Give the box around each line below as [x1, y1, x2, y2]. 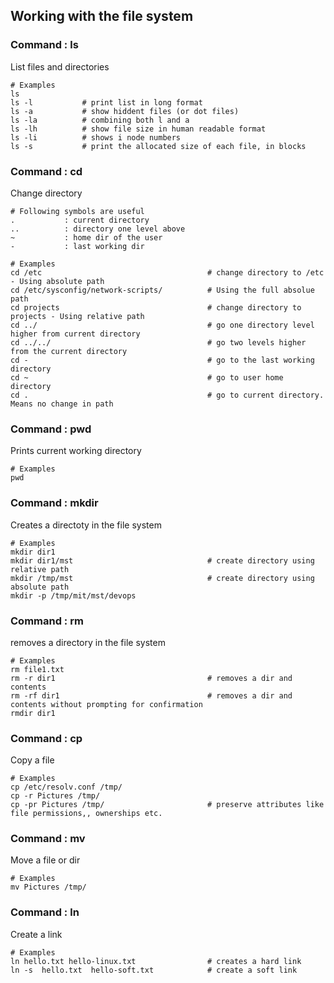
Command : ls [10, 38, 79, 52]
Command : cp [10, 731, 83, 745]
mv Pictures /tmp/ [10, 882, 87, 893]
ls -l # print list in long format [10, 97, 203, 108]
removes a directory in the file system [10, 636, 166, 648]
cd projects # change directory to [10, 302, 302, 313]
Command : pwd [10, 422, 92, 436]
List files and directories [10, 60, 110, 73]
